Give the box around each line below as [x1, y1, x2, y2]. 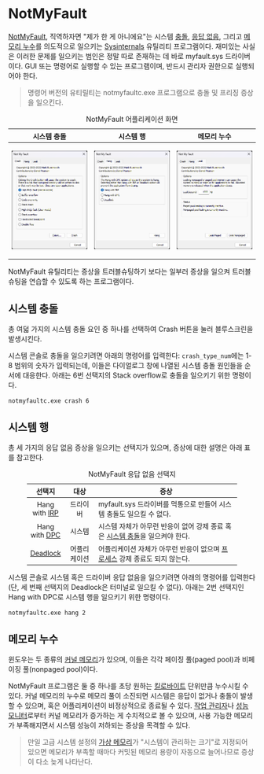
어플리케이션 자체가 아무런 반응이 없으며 [97, 544, 220, 553]
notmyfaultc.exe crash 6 [8, 397, 90, 405]
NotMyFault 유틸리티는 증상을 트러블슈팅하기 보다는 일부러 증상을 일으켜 [8, 267, 230, 276]
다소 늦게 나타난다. [35, 757, 93, 766]
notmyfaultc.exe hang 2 [8, 609, 86, 617]
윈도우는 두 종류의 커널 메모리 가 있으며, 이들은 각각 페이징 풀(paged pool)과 [8, 654, 241, 664]
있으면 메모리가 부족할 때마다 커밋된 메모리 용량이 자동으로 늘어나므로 [27, 747, 240, 756]
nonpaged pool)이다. [31, 665, 98, 673]
